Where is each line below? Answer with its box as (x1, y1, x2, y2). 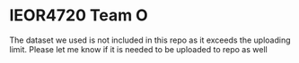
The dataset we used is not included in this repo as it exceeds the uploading (9, 35, 291, 45)
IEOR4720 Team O (9, 5, 148, 26)
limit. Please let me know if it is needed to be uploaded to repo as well (9, 43, 268, 54)
